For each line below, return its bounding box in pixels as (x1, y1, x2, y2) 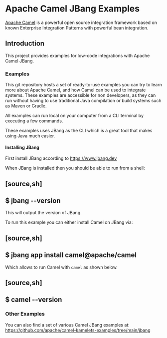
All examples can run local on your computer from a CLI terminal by (5, 113, 144, 119)
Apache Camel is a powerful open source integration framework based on (5, 19, 157, 25)
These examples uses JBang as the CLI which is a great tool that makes (5, 128, 153, 134)
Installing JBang (5, 144, 40, 150)
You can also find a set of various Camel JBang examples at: (5, 322, 130, 328)
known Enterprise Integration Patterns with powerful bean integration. (5, 24, 149, 30)
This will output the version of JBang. (5, 210, 82, 216)
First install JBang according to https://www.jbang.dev (5, 155, 117, 161)
